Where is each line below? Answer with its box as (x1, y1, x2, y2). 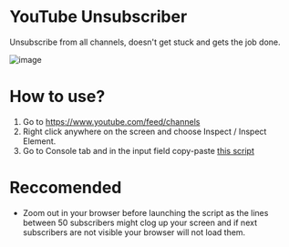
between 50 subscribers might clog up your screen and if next (22, 217, 258, 228)
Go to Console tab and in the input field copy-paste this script (22, 145, 255, 156)
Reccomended (9, 178, 122, 198)
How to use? (9, 87, 106, 107)
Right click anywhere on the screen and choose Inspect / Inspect (22, 126, 267, 137)
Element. (22, 135, 57, 147)
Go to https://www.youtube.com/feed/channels (22, 116, 201, 127)
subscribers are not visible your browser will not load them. (22, 226, 246, 238)
